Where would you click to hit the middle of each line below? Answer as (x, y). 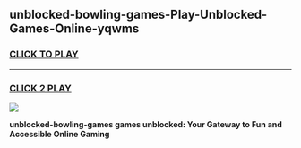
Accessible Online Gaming (60, 134)
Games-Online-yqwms (74, 29)
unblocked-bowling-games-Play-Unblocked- (138, 15)
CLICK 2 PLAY (40, 88)
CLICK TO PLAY (44, 55)
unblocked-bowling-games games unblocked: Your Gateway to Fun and (146, 124)
